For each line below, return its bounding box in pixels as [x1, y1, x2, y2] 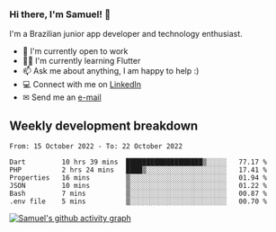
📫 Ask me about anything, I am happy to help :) [22, 66, 200, 76]
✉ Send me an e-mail [22, 92, 102, 103]
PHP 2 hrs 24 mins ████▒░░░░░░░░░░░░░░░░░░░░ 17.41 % [9, 165, 268, 174]
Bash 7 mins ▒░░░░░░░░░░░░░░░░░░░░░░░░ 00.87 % [9, 189, 268, 199]
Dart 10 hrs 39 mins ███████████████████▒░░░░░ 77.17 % [9, 157, 268, 167]
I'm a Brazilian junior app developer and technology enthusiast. [9, 29, 243, 40]
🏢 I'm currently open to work [22, 46, 129, 57]
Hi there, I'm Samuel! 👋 [9, 8, 111, 21]
